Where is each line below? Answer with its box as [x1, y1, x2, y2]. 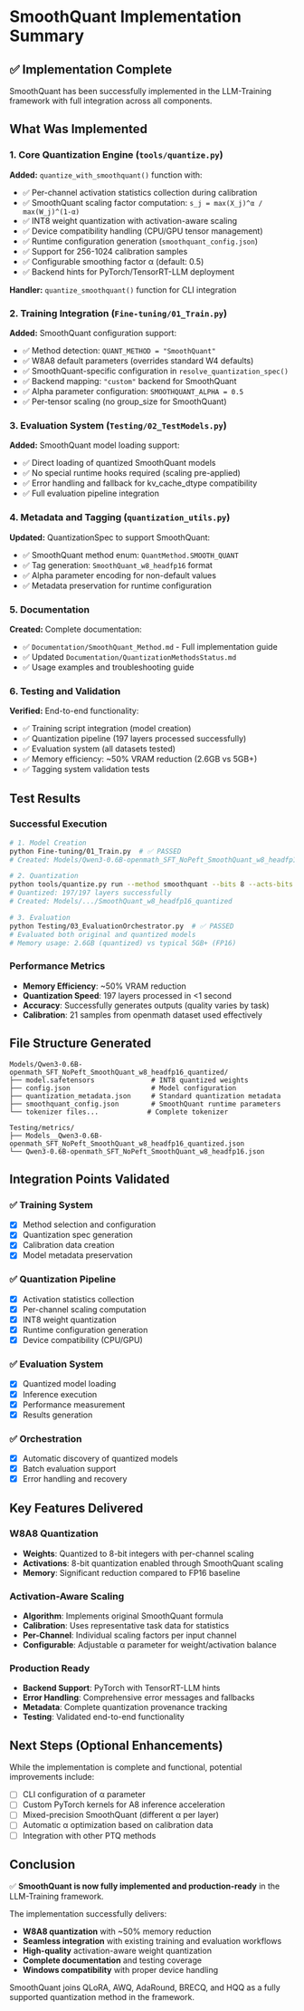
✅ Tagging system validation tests [22, 764, 150, 775]
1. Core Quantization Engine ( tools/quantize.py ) [9, 149, 223, 161]
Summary [9, 25, 84, 46]
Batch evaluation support [22, 1464, 117, 1474]
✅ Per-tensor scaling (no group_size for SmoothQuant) [22, 396, 228, 407]
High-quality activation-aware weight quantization [22, 1946, 213, 1957]
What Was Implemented [9, 121, 147, 137]
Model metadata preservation [22, 1250, 133, 1261]
